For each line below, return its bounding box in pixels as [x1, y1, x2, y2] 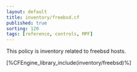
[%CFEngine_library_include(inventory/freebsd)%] [6, 59, 132, 67]
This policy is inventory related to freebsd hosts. [6, 47, 126, 55]
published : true [6, 20, 47, 26]
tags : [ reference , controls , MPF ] [6, 31, 94, 37]
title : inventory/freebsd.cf [6, 14, 80, 20]
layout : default [6, 8, 47, 15]
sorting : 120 [6, 25, 39, 32]
